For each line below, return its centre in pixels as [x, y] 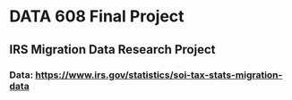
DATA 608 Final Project [97, 17]
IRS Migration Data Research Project [112, 50]
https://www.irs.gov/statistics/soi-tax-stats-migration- [159, 75]
